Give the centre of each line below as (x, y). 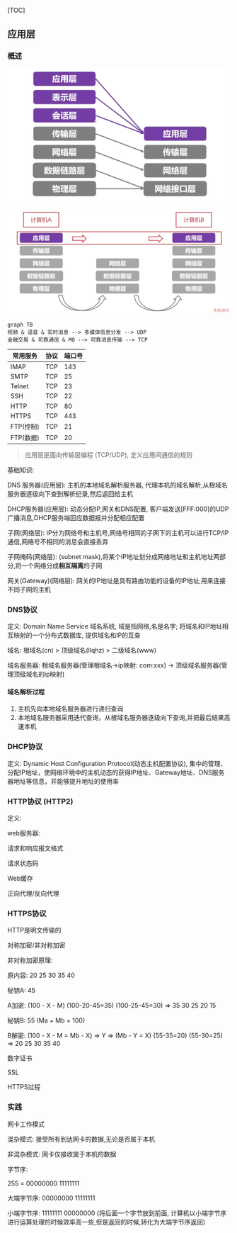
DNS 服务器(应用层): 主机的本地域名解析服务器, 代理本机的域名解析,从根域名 (117, 485)
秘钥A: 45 (21, 991)
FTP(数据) (25, 438)
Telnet (19, 386)
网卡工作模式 (26, 1124)
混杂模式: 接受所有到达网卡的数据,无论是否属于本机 (81, 1139)
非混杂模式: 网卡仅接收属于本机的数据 (62, 1154)
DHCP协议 (25, 747)
